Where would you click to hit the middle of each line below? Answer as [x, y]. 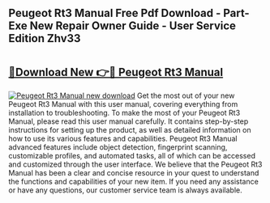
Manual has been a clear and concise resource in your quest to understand [134, 173]
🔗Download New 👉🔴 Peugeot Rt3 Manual [116, 72]
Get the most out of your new [186, 95]
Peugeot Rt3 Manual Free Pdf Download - [115, 13]
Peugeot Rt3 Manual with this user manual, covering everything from [123, 104]
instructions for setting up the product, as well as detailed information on [130, 130]
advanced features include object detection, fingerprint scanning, [118, 147]
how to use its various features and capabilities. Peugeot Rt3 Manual [123, 138]
